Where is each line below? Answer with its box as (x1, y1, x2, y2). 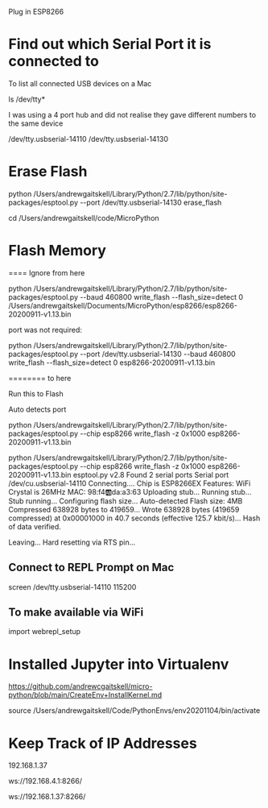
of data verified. (8, 521, 62, 531)
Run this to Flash (8, 388, 64, 398)
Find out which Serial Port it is (8, 35, 212, 53)
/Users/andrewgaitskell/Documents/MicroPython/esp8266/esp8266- (8, 300, 237, 310)
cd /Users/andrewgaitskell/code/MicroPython (8, 213, 159, 222)
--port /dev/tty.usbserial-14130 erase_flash (80, 197, 222, 207)
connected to (8, 52, 99, 71)
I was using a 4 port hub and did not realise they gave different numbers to (8, 110, 256, 119)
